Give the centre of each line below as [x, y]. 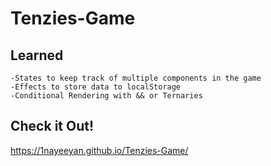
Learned [37, 55]
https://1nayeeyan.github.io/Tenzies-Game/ [99, 150]
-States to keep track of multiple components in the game [136, 78]
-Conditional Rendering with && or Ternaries [106, 96]
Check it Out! [52, 126]
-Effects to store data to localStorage [96, 87]
